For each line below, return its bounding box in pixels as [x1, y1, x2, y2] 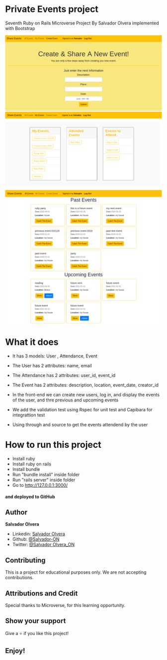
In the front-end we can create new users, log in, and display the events [12, 392, 160, 398]
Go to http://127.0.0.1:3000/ [12, 482, 68, 488]
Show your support [5, 617, 66, 625]
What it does [5, 336, 59, 348]
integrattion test [12, 412, 45, 418]
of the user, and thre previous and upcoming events [12, 397, 118, 403]
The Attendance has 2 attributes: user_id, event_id [12, 372, 116, 378]
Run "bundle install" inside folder [12, 471, 80, 477]
